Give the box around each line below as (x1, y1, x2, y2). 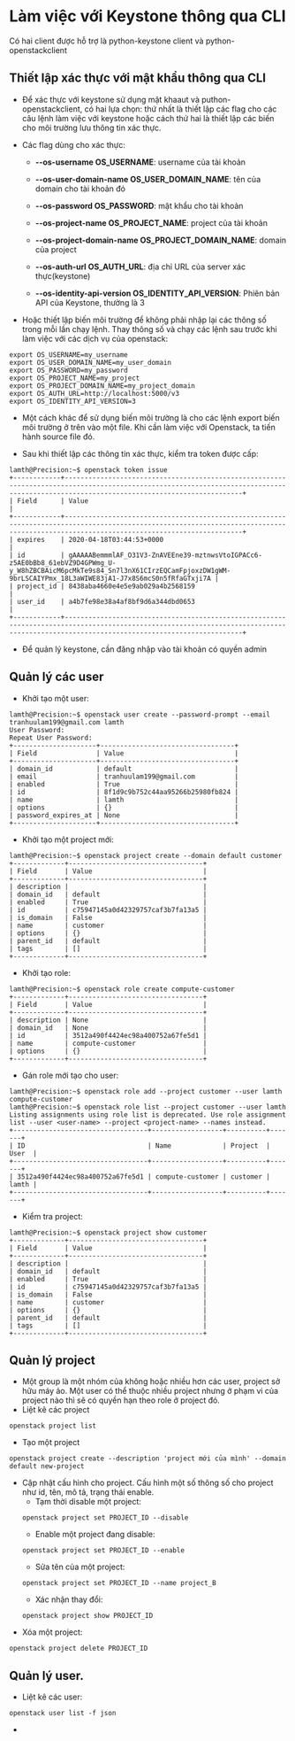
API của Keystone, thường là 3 (34, 297, 146, 307)
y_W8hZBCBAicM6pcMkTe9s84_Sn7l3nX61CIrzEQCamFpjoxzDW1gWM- (9, 566, 231, 575)
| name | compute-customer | (9, 1039, 208, 1048)
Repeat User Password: (9, 733, 93, 742)
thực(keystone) (34, 270, 91, 281)
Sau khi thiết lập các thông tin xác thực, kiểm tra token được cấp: (21, 448, 259, 459)
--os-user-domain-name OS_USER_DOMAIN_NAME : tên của (34, 174, 261, 184)
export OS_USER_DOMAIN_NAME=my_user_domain (9, 358, 172, 367)
